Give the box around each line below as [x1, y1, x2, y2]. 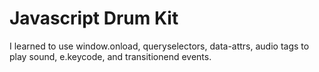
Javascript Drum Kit [9, 7, 179, 30]
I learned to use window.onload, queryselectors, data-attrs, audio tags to [9, 40, 310, 52]
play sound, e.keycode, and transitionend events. [9, 50, 212, 62]
